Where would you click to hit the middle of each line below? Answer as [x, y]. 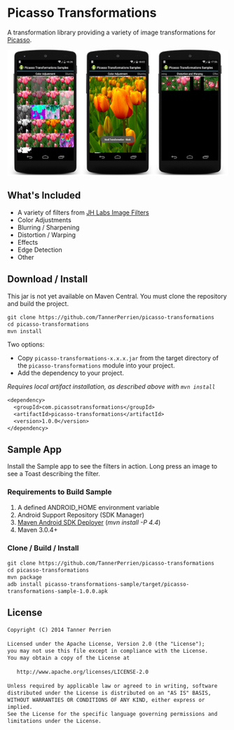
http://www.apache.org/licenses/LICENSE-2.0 [83, 672]
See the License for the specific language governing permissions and [112, 714]
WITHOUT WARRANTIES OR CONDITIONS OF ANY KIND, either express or [106, 700]
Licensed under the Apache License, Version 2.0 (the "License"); [106, 644]
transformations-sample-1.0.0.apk [58, 591]
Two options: [26, 344]
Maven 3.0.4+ [37, 529]
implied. [20, 707]
